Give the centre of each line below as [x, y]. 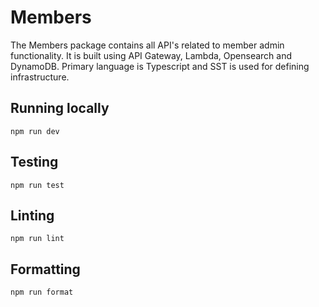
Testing [34, 162]
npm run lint [37, 239]
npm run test [37, 185]
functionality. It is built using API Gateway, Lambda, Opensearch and [151, 55]
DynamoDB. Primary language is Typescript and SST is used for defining [160, 66]
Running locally [60, 108]
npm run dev [35, 131]
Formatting [45, 269]
